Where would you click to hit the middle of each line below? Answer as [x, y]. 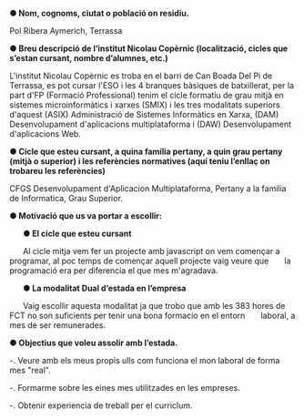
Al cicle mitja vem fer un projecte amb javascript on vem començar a [151, 251]
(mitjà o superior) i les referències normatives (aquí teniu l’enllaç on [140, 161]
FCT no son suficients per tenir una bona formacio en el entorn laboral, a [152, 315]
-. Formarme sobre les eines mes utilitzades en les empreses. [125, 388]
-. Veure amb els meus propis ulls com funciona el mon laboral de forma [145, 360]
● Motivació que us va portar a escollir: [86, 216]
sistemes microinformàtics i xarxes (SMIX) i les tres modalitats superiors [145, 105]
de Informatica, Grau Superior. [66, 198]
